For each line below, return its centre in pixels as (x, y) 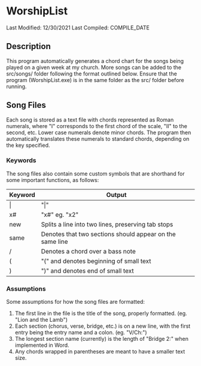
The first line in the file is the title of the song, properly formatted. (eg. (101, 313)
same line (54, 241)
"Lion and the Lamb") (41, 320)
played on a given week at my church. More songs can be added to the (94, 67)
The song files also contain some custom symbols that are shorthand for (95, 173)
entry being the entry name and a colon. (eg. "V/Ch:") (81, 332)
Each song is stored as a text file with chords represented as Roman (90, 120)
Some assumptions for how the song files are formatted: (76, 302)
